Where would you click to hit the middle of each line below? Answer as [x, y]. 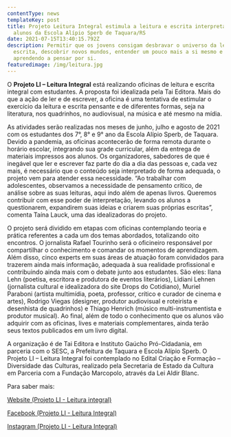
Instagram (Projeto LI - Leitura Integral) [62, 426]
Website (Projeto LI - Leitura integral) [59, 399]
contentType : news [33, 13]
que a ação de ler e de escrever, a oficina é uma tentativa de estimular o [109, 99]
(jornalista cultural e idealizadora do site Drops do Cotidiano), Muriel [104, 286]
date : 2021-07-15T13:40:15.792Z [53, 39]
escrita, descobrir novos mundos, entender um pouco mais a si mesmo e [118, 52]
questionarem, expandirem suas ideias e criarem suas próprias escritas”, [110, 207]
